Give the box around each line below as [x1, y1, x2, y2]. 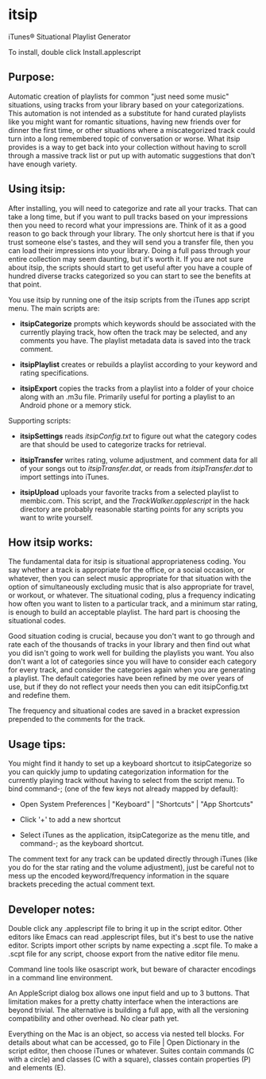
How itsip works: [8, 536, 94, 549]
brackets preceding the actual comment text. [8, 879, 156, 889]
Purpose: [8, 70, 55, 84]
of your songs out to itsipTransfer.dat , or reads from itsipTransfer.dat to [19, 463, 253, 473]
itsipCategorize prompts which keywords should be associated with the [19, 318, 256, 328]
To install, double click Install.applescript [8, 47, 141, 56]
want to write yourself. [19, 512, 94, 522]
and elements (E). [8, 1063, 66, 1072]
